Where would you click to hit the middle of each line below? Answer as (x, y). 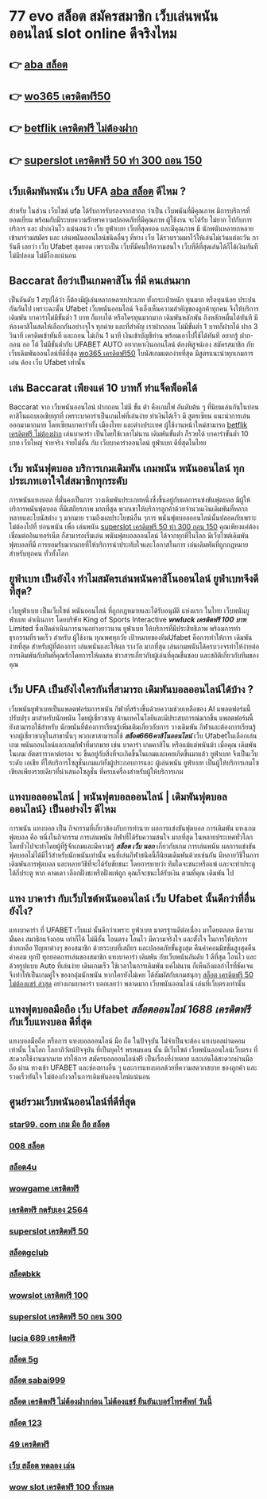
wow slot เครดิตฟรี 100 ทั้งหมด (62, 1487)
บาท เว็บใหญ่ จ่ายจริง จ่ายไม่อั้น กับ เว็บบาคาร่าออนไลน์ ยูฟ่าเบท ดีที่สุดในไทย (108, 443)
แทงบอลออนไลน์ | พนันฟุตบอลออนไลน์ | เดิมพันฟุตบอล (118, 797)
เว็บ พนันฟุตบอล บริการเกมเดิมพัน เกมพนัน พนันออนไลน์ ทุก (127, 468)
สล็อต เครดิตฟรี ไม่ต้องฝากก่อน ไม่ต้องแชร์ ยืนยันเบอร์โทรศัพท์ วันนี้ (111, 1402)
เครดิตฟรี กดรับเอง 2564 (48, 1210)
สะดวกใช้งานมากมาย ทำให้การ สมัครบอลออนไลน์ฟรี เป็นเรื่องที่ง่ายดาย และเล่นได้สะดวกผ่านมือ (131, 1059)
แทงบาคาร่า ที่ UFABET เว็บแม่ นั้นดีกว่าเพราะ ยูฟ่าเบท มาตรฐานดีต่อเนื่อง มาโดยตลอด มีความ (131, 930)
